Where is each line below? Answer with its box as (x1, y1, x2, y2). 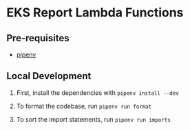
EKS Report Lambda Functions (6, 5, 184, 21)
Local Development (6, 70, 92, 82)
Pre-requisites (6, 32, 70, 44)
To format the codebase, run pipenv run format (16, 102, 152, 110)
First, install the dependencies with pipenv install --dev (16, 88, 180, 97)
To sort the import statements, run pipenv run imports (16, 115, 171, 123)
